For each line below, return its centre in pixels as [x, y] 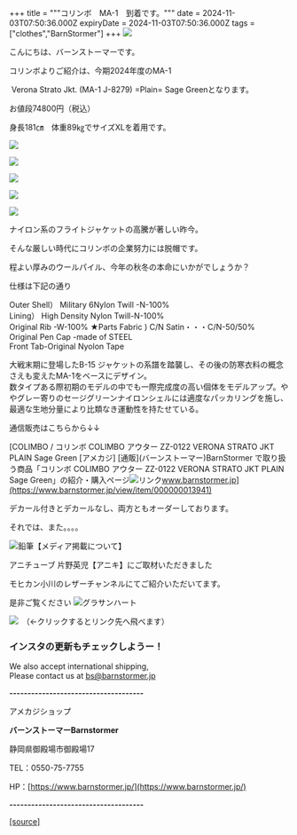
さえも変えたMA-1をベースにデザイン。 [81, 376]
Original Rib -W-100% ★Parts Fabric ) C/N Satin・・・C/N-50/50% [132, 327]
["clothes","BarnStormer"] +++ [65, 33]
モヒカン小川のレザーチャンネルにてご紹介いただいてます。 [117, 583]
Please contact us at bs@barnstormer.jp [83, 676]
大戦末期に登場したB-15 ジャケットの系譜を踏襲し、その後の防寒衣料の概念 [146, 365]
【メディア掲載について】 [80, 546]
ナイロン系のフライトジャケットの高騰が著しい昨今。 [106, 229]
